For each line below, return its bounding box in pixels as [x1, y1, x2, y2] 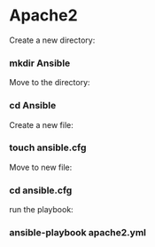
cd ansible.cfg [9, 184, 73, 196]
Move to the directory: [9, 77, 90, 88]
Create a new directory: [9, 35, 96, 45]
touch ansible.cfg [9, 141, 87, 154]
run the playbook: [9, 204, 74, 215]
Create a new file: [9, 119, 74, 130]
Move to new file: [9, 162, 73, 172]
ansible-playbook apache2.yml [9, 227, 147, 239]
